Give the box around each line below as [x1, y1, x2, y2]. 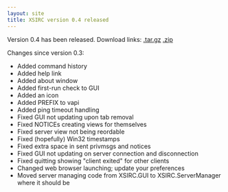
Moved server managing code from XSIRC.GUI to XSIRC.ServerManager [16, 171, 221, 179]
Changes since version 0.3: [7, 49, 84, 57]
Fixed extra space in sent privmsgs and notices [16, 142, 151, 150]
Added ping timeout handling [16, 106, 100, 114]
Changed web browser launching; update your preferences [16, 164, 185, 172]
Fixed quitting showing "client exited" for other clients [16, 156, 170, 165]
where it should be [16, 178, 70, 187]
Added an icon [16, 91, 59, 99]
